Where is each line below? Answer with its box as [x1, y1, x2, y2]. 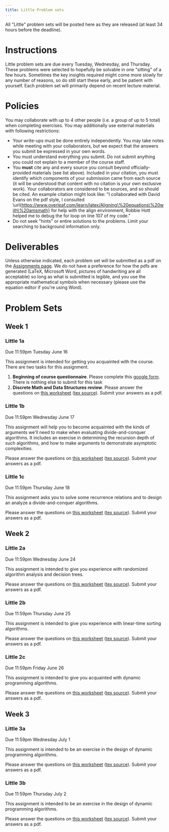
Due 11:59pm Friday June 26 [5, 665, 64, 671]
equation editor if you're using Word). [5, 284, 83, 290]
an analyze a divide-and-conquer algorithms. [5, 500, 99, 506]
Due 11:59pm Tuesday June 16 [5, 349, 68, 355]
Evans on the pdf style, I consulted [12, 197, 84, 203]
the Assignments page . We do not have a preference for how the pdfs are [5, 263, 157, 269]
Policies [5, 100, 39, 112]
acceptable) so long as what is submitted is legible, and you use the [5, 274, 146, 280]
